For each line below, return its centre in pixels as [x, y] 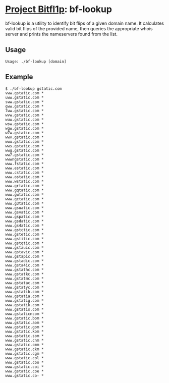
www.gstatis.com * [24, 309]
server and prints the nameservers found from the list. [61, 34]
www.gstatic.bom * [24, 318]
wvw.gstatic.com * [24, 115]
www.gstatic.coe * [24, 371]
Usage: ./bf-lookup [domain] [36, 62]
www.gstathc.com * [24, 269]
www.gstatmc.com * [24, 279]
